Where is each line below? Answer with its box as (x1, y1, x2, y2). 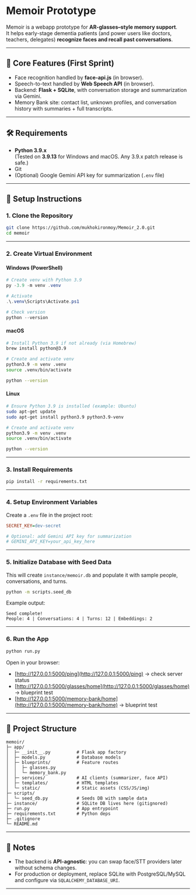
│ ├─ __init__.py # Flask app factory (6, 749, 127, 756)
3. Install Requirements (6, 465, 73, 474)
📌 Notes (6, 842, 36, 852)
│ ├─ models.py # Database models (6, 755, 121, 760)
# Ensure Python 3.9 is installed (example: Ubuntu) (6, 403, 137, 409)
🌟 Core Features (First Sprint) (6, 59, 115, 68)
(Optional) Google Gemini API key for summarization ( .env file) (14, 172, 164, 179)
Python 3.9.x (14, 146, 47, 153)
